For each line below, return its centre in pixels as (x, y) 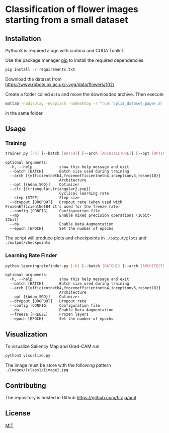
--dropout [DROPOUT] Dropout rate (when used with (66, 202)
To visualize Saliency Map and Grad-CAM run (52, 347)
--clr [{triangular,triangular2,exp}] (51, 189)
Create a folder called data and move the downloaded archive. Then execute (84, 94)
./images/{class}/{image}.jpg (37, 370)
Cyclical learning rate (84, 194)
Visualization (26, 334)
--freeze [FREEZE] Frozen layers (49, 315)
